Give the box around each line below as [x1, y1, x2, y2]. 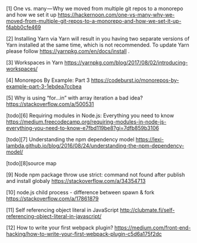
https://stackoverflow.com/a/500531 [6, 101, 94, 108]
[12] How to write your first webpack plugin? [6, 224, 113, 231]
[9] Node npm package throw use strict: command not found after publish [6, 171, 185, 178]
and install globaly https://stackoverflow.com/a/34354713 [6, 178, 146, 184]
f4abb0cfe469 [6, 24, 41, 31]
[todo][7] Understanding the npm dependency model [6, 136, 135, 143]
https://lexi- [135, 136, 164, 143]
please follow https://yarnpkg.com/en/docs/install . [6, 48, 130, 55]
